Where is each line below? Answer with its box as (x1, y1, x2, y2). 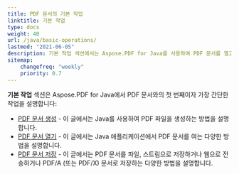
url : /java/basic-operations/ (7, 37, 97, 44)
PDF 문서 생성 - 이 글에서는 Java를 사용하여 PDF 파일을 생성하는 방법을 (17, 114, 216, 123)
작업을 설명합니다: (7, 99, 58, 107)
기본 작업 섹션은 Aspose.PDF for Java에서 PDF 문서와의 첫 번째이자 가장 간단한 (7, 90, 229, 99)
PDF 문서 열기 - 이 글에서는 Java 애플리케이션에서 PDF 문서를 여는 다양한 (17, 132, 222, 141)
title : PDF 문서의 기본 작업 (7, 10, 83, 18)
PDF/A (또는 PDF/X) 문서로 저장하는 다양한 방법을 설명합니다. (42, 158, 213, 167)
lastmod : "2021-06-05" (7, 43, 75, 50)
